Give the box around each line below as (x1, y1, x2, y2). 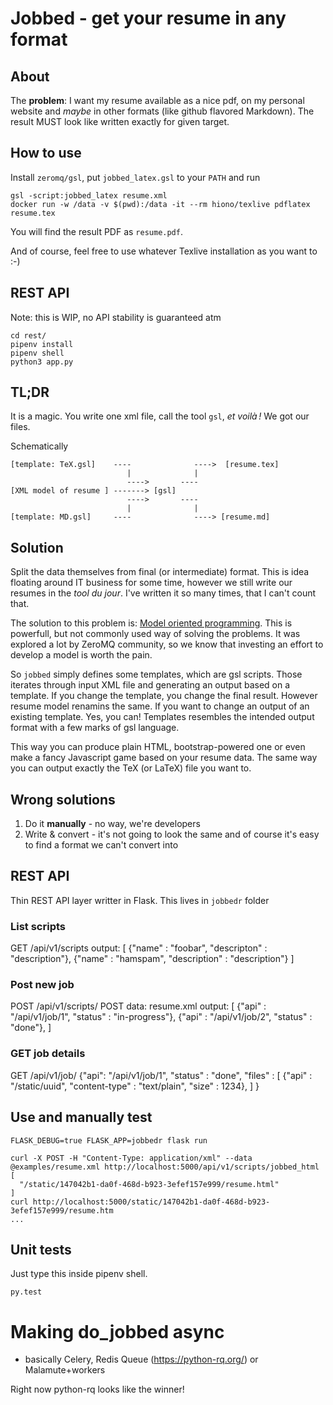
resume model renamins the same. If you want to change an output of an (10, 700, 310, 712)
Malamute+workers (24, 1364, 106, 1376)
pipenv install (10, 339, 74, 349)
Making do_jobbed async (10, 1320, 225, 1343)
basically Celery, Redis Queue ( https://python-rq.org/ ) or (24, 1353, 259, 1366)
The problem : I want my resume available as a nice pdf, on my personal (10, 95, 305, 106)
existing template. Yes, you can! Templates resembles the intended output (10, 711, 315, 723)
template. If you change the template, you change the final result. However (10, 690, 318, 702)
